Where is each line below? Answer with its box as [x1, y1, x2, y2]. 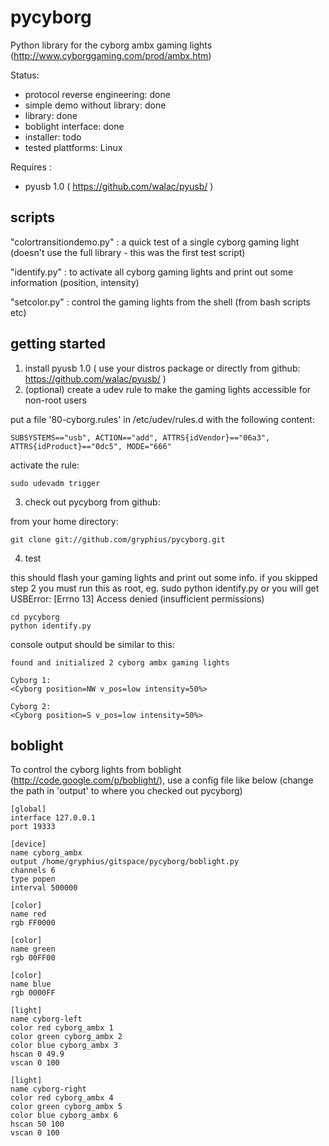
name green [10, 944, 56, 955]
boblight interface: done [24, 120, 125, 132]
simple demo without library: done [24, 99, 167, 111]
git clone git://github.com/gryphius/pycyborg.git [10, 534, 226, 545]
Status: [10, 69, 40, 81]
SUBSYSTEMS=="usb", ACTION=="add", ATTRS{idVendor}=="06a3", [10, 432, 271, 443]
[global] [10, 804, 47, 815]
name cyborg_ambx [10, 848, 83, 858]
